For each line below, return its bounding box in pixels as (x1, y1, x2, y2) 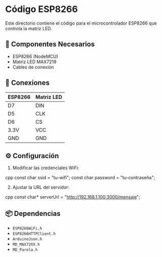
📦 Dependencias (5, 209, 61, 218)
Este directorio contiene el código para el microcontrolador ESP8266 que (5, 20, 157, 26)
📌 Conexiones (5, 79, 50, 87)
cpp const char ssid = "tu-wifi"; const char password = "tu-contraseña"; (5, 175, 155, 181)
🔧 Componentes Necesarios (5, 40, 95, 49)
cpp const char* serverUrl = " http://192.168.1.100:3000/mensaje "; (5, 194, 140, 200)
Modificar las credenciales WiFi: (12, 165, 79, 171)
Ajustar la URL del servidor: (12, 184, 69, 190)
